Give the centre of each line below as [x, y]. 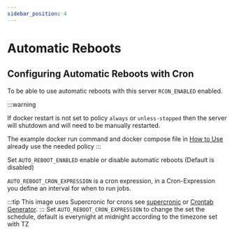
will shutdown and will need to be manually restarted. [84, 125]
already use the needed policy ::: [54, 146]
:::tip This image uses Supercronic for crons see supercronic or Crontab [111, 202]
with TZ [18, 224]
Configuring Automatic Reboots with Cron [101, 74]
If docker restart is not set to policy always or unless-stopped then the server [117, 118]
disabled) [21, 167]
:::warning [22, 104]
